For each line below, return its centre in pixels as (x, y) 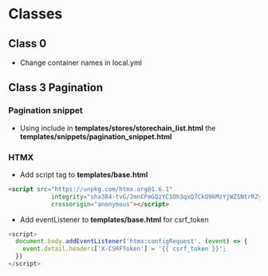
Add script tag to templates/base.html (84, 174)
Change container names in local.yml (81, 62)
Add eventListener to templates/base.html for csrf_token (114, 219)
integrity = (69, 197)
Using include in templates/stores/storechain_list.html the (118, 128)
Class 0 (28, 44)
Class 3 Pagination (56, 88)
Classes (35, 14)
